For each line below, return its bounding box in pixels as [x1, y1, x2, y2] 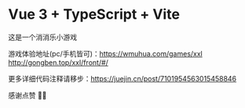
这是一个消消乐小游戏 [8, 32, 77, 41]
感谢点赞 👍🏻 [8, 90, 47, 99]
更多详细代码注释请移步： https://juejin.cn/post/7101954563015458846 [8, 74, 237, 83]
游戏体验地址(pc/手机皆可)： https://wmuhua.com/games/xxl [8, 49, 203, 58]
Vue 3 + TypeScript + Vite [8, 5, 181, 23]
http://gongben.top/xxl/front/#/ [8, 57, 108, 67]
